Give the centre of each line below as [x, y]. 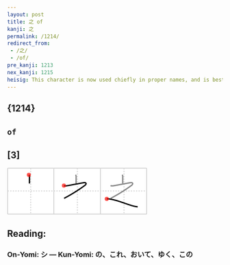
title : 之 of [25, 22]
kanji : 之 [21, 29]
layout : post [26, 14]
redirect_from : [29, 44]
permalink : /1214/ [33, 36]
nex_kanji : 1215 [30, 72]
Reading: [27, 234]
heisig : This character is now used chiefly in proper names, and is [108, 80]
